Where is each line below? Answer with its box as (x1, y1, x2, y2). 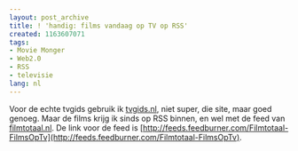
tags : (9, 37, 29, 47)
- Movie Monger (9, 46, 66, 55)
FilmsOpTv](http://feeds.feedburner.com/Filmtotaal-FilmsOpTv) (9, 131, 240, 142)
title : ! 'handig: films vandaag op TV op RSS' (9, 21, 189, 30)
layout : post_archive (9, 12, 90, 22)
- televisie (9, 71, 53, 80)
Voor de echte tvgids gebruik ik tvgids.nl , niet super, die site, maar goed (9, 103, 272, 114)
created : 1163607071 (9, 29, 86, 38)
